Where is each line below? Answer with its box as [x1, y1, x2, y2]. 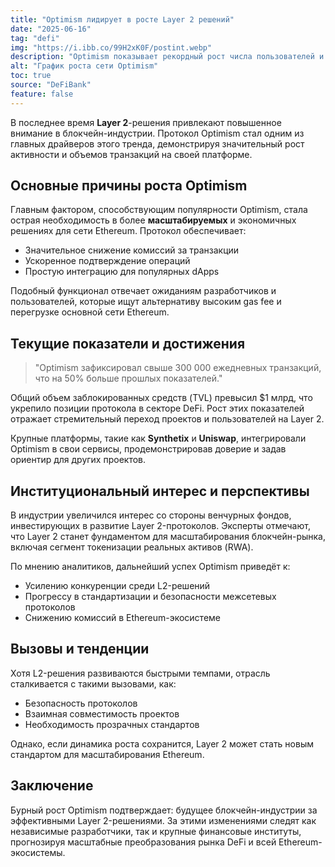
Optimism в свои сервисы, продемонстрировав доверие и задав [10, 443, 287, 455]
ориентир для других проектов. [10, 454, 147, 466]
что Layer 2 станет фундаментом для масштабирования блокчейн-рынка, [10, 531, 326, 543]
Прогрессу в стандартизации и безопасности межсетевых [24, 591, 277, 603]
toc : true [10, 71, 52, 81]
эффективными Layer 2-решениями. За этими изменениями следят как [10, 814, 317, 826]
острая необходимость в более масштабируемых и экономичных [10, 214, 297, 226]
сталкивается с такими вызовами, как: [10, 677, 177, 690]
